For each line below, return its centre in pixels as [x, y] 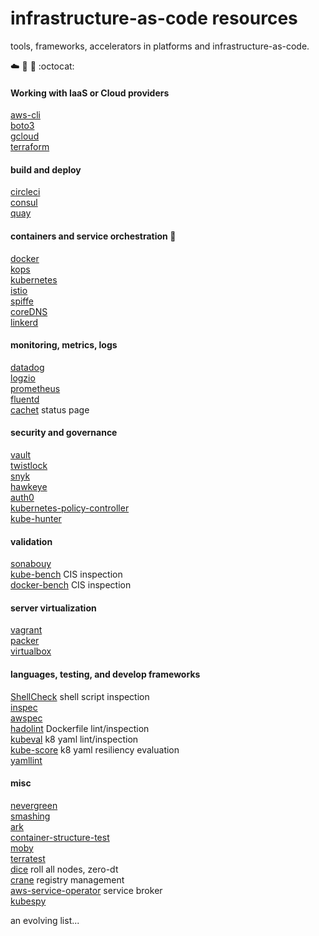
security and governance [64, 433]
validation [31, 541]
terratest [28, 858]
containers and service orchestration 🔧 [93, 236]
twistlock [29, 465]
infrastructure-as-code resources [154, 18]
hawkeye [29, 486]
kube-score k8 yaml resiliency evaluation [95, 749]
